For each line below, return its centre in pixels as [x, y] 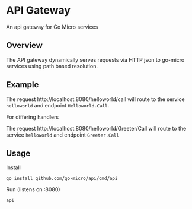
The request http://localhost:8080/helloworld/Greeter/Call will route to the [96, 128]
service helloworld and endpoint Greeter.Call [63, 135]
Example [23, 85]
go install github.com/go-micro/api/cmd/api [62, 179]
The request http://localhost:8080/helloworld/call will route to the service [95, 99]
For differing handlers [33, 117]
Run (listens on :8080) [33, 189]
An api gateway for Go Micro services [52, 27]
